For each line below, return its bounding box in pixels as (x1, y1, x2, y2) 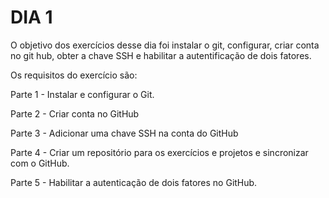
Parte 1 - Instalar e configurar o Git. (10, 88, 155, 100)
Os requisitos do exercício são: (10, 69, 138, 81)
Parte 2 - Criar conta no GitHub (10, 107, 140, 120)
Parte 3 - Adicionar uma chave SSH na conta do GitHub (10, 127, 239, 139)
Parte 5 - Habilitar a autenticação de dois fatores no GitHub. (10, 176, 258, 188)
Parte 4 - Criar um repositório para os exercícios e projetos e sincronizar (10, 146, 309, 158)
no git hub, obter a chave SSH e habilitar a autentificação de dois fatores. (10, 49, 312, 61)
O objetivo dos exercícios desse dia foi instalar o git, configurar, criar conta (10, 39, 320, 51)
